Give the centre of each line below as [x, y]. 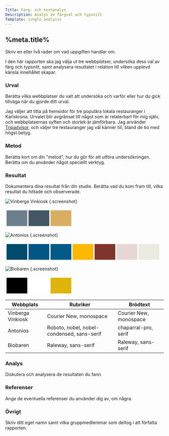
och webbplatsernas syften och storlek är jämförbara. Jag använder [76, 122]
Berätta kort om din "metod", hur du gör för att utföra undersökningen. [78, 157]
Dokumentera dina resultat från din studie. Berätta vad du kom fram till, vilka [84, 186]
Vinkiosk [18, 320]
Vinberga [19, 313]
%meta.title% [27, 40]
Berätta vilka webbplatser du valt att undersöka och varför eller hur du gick [83, 96]
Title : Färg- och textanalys [36, 10]
